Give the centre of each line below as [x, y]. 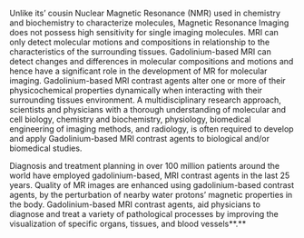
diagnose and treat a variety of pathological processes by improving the [144, 214]
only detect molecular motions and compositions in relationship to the [140, 42]
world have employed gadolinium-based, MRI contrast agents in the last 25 [150, 175]
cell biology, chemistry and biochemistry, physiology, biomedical [130, 119]
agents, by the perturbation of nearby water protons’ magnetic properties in [151, 195]
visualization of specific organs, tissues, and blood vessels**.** [128, 223]
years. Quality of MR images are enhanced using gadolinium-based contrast [152, 185]
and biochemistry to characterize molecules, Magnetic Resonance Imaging [149, 23]
